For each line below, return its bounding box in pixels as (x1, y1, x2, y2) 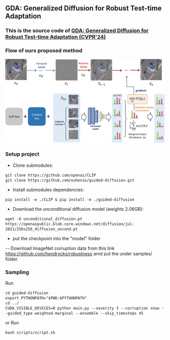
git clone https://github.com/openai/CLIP (5, 172, 96, 178)
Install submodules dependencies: (12, 186, 84, 193)
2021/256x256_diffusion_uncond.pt (5, 226, 78, 232)
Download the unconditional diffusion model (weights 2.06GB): (12, 206, 144, 212)
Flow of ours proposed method (5, 47, 82, 54)
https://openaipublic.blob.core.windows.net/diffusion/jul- (5, 221, 135, 226)
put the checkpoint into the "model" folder (12, 235, 101, 241)
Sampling (5, 269, 29, 276)
